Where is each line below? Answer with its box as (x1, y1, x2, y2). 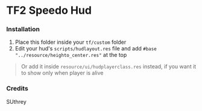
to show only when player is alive (21, 70, 104, 77)
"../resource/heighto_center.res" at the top (14, 52, 127, 59)
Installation (6, 25, 40, 34)
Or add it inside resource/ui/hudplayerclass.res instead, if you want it (21, 63, 197, 70)
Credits (6, 85, 28, 93)
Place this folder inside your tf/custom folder (14, 38, 127, 46)
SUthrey (6, 98, 27, 105)
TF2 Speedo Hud (6, 4, 92, 17)
